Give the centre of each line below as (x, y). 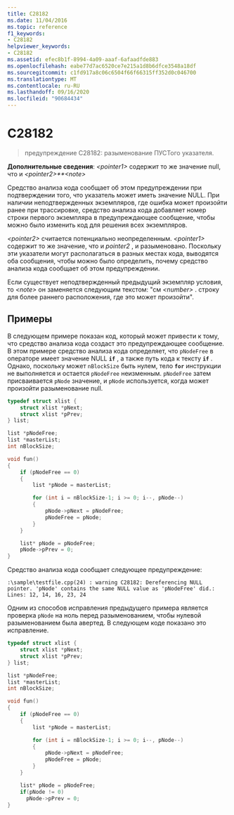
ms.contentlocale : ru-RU (44, 86)
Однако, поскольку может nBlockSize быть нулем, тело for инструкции (114, 365)
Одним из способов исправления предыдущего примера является (108, 608)
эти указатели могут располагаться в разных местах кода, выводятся (113, 253)
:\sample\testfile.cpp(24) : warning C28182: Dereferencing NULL (105, 583)
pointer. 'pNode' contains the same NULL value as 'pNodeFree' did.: (111, 589)
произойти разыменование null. (55, 388)
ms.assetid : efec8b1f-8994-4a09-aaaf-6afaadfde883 (83, 60)
